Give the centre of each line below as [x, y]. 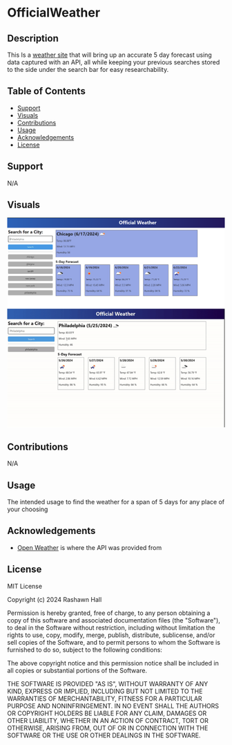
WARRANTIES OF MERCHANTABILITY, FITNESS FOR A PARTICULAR [105, 698]
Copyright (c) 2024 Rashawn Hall [55, 599]
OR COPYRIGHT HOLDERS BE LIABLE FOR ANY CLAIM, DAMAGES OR [107, 713]
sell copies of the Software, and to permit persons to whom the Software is [114, 642]
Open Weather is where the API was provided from [89, 547]
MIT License [25, 586]
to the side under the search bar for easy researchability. [88, 70]
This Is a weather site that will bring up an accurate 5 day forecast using [109, 55]
